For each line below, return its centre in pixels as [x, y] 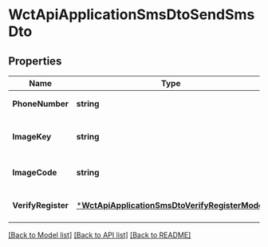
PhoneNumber [41, 104]
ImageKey [32, 137]
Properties [35, 61]
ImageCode [35, 173]
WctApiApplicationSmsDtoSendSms [132, 15]
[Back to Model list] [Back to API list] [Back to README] [100, 235]
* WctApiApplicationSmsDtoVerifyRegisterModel [171, 205]
